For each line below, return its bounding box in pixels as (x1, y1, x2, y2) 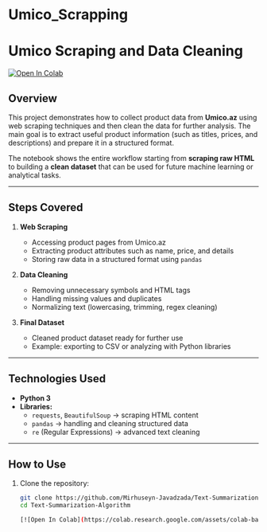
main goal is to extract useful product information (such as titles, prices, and (8, 129, 258, 139)
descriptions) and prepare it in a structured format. (8, 138, 175, 147)
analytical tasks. (8, 170, 61, 180)
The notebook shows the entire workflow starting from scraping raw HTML (8, 153, 255, 162)
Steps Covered (8, 201, 83, 214)
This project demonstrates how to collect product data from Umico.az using (8, 112, 257, 122)
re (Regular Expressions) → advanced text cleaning (31, 427, 200, 436)
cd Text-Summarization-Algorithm (19, 502, 131, 510)
